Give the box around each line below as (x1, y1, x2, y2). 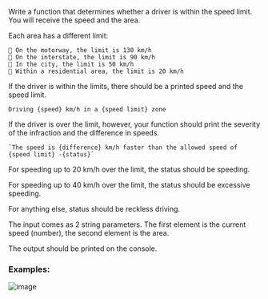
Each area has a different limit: (8, 31, 109, 40)
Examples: (8, 264, 50, 275)
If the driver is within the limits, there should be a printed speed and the (8, 82, 244, 91)
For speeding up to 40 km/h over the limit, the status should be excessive (8, 180, 250, 189)
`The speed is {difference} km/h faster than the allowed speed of (8, 143, 238, 152)
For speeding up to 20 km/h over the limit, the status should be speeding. (8, 164, 250, 174)
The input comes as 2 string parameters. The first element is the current (8, 220, 246, 229)
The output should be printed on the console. (8, 244, 158, 253)
